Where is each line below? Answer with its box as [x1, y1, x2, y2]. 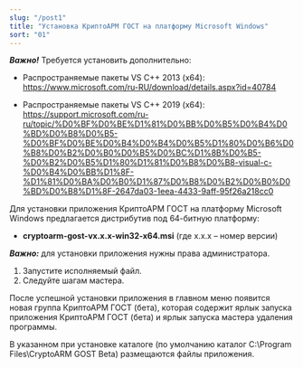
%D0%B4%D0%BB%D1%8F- [22, 166, 134, 177]
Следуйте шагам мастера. [22, 275, 125, 286]
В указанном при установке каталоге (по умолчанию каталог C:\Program [9, 339, 292, 350]
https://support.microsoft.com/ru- [22, 109, 149, 120]
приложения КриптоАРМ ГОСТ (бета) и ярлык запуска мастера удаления [9, 312, 294, 323]
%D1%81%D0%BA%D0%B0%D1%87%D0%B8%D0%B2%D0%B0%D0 [22, 176, 291, 187]
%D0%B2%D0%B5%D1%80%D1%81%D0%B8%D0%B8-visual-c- [22, 157, 273, 168]
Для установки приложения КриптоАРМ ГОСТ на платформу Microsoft [9, 203, 282, 214]
